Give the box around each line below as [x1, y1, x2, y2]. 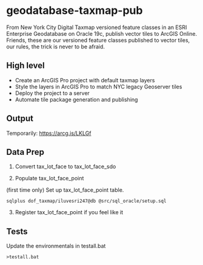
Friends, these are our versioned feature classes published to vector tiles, [6, 36, 190, 44]
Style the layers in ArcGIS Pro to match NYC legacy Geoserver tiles [15, 83, 182, 90]
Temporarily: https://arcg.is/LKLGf [6, 129, 92, 137]
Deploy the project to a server [15, 89, 90, 97]
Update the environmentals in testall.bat [6, 243, 106, 250]
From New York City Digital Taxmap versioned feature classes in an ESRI [6, 24, 187, 31]
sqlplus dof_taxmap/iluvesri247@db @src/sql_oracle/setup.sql [6, 198, 167, 204]
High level [6, 61, 45, 71]
